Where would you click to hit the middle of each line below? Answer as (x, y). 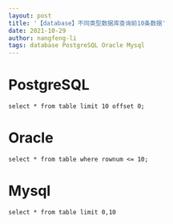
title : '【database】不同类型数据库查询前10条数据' (87, 23)
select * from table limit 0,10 (62, 212)
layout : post (30, 16)
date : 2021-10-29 (37, 30)
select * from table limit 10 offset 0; (77, 106)
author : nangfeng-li (43, 38)
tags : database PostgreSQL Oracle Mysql (77, 46)
